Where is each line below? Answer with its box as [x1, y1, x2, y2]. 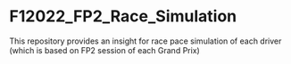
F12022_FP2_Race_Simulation [9, 6, 237, 27]
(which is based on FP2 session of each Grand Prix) [9, 44, 201, 55]
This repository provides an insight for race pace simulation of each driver [9, 36, 282, 46]
